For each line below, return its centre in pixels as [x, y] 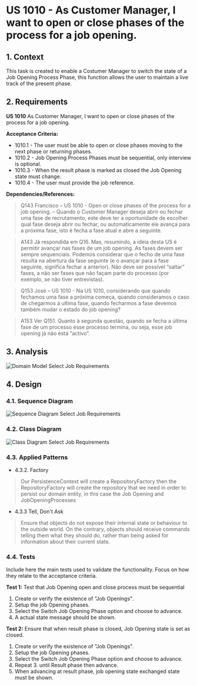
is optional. [28, 164]
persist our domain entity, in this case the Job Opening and [92, 494]
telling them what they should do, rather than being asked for [94, 535]
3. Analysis [27, 352]
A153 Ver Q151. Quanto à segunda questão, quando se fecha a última [104, 320]
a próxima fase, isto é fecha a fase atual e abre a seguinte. [91, 230]
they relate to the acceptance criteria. [51, 576]
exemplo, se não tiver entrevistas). [62, 279]
